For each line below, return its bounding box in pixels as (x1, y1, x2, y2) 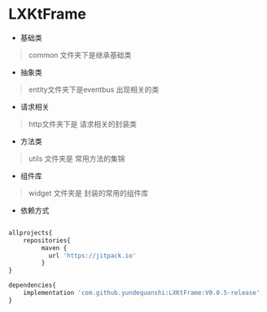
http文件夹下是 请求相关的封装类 (28, 119, 137, 128)
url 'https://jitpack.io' (48, 251, 137, 260)
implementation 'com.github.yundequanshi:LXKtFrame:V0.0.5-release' (23, 289, 260, 297)
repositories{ (23, 236, 71, 245)
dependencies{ (8, 281, 57, 289)
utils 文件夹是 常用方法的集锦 (28, 154, 125, 163)
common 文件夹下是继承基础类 (28, 50, 132, 59)
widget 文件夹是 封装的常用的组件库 (28, 188, 149, 197)
